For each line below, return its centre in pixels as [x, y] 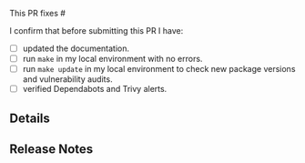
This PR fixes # [38, 13]
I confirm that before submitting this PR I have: [97, 31]
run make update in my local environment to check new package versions [159, 69]
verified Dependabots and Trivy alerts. [95, 89]
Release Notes [51, 149]
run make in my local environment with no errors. [112, 59]
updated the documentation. [76, 48]
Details [30, 118]
